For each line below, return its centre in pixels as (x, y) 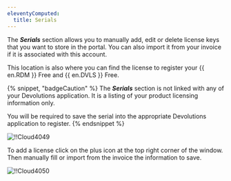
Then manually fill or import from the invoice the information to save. (104, 157)
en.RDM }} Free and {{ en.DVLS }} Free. (63, 75)
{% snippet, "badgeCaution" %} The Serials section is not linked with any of (115, 88)
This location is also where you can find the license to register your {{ (106, 67)
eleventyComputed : (33, 13)
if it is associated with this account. (57, 54)
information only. (31, 103)
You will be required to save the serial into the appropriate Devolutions (107, 116)
